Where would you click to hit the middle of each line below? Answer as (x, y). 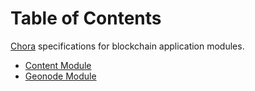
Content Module (58, 65)
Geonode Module (60, 76)
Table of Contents (86, 18)
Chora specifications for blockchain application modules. (127, 46)
